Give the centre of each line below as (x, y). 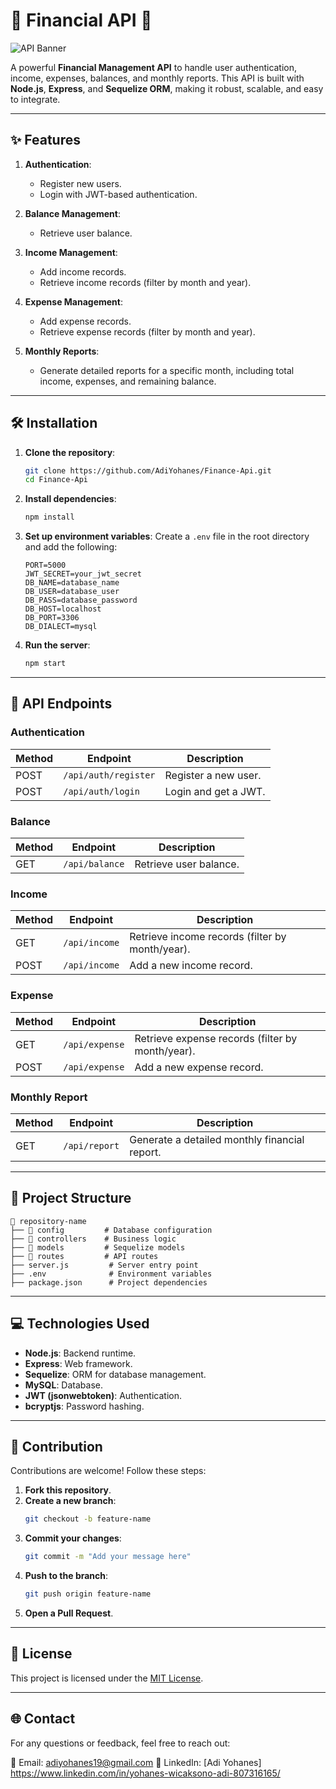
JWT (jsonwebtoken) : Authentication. (103, 1395)
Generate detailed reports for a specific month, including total (167, 370)
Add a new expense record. (199, 1067)
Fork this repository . (68, 1490)
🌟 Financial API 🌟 (81, 20)
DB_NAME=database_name (72, 583)
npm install (49, 517)
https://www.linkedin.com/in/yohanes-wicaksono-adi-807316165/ (145, 1773)
